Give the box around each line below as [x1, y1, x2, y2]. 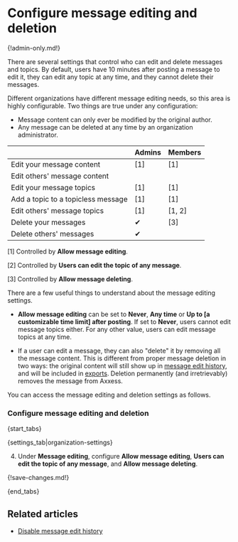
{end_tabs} [7, 487, 40, 496]
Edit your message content [11, 159, 101, 169]
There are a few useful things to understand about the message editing [7, 288, 215, 297]
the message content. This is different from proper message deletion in [17, 354, 226, 363]
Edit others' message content [11, 171, 109, 181]
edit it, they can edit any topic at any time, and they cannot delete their [7, 73, 215, 81]
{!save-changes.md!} [7, 474, 70, 482]
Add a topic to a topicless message [11, 194, 128, 204]
